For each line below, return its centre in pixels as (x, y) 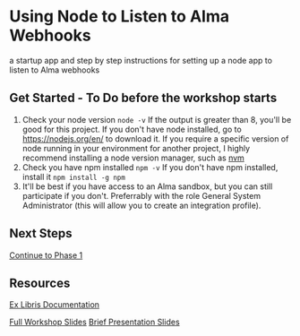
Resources (40, 283)
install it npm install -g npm (73, 177)
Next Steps (41, 233)
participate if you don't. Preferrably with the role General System (141, 195)
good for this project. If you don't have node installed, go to (132, 129)
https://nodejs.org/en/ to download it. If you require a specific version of (155, 138)
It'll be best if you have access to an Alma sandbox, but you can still (147, 186)
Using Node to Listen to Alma (120, 17)
